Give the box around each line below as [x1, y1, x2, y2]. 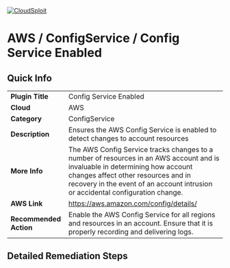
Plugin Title [10, 92, 49, 101]
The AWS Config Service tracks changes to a [68, 145, 214, 154]
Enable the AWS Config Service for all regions [68, 210, 216, 219]
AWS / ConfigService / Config [7, 31, 180, 46]
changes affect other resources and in [68, 171, 192, 180]
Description [10, 130, 50, 138]
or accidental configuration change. [68, 188, 183, 197]
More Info [10, 167, 43, 175]
